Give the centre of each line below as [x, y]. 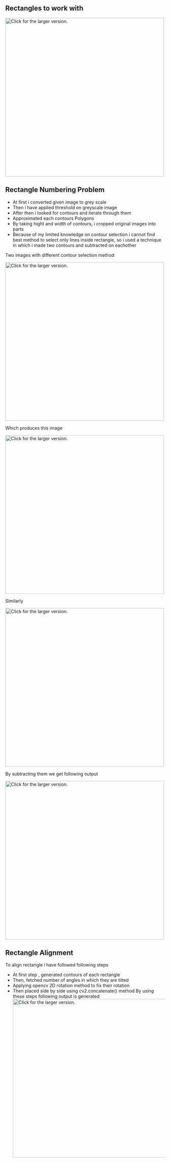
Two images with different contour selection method [60, 255]
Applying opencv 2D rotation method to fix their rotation [71, 986]
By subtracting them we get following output [52, 774]
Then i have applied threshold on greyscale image [65, 207]
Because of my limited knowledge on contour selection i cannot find [84, 234]
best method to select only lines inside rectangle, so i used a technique [87, 240]
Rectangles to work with [44, 8]
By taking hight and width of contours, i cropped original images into [84, 223]
